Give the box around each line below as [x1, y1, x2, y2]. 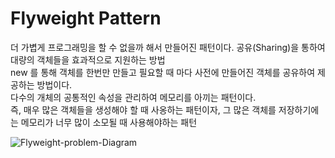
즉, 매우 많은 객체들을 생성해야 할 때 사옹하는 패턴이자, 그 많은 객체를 [10, 103, 277, 116]
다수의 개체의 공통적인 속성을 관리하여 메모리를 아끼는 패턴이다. [10, 91, 257, 103]
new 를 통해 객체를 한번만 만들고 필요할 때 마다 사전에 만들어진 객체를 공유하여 [10, 66, 316, 78]
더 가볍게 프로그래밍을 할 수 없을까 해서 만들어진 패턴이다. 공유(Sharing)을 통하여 [10, 41, 326, 53]
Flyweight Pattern [10, 7, 162, 30]
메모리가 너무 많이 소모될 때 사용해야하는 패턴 [20, 116, 198, 128]
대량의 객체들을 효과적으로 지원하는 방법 [10, 53, 166, 66]
